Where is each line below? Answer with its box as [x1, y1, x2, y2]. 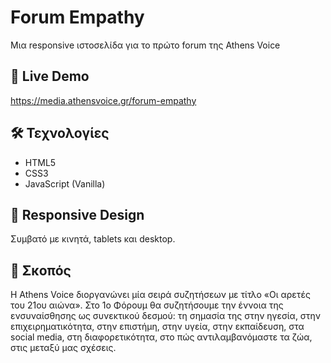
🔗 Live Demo [10, 68, 90, 85]
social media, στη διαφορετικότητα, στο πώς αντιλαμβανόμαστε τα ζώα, [10, 331, 313, 343]
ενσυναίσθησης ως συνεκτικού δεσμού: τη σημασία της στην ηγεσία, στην [10, 310, 322, 322]
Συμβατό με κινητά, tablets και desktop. [10, 233, 176, 245]
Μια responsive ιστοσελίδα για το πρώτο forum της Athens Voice [10, 39, 281, 51]
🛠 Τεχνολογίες [10, 125, 110, 142]
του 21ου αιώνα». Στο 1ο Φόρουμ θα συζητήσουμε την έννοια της [10, 299, 284, 311]
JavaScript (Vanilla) [24, 177, 106, 190]
